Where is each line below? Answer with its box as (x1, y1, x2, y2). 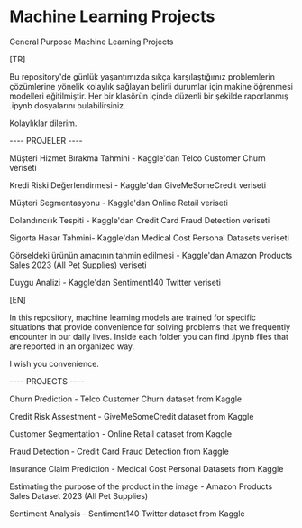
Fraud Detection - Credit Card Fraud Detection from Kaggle (9, 446, 230, 457)
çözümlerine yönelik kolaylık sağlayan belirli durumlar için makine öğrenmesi (9, 80, 293, 91)
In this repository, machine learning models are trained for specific (9, 312, 257, 323)
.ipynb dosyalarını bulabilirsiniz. (9, 99, 126, 110)
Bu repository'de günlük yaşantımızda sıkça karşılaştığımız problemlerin (9, 71, 275, 82)
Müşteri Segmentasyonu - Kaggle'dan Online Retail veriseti (9, 197, 228, 208)
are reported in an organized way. (9, 341, 135, 352)
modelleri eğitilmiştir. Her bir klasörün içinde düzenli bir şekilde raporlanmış (9, 90, 288, 101)
